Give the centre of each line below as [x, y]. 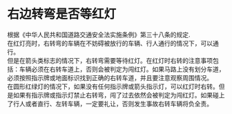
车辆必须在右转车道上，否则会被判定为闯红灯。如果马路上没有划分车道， [122, 69]
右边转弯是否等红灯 [62, 14]
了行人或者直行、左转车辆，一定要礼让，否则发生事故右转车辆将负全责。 [110, 104]
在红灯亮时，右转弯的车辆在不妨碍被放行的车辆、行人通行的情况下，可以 [110, 43]
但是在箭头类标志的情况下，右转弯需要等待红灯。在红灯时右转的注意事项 [110, 60]
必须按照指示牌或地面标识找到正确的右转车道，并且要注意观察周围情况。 [110, 77]
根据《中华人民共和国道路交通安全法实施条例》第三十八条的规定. [99, 35]
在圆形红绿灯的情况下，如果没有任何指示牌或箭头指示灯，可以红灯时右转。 [113, 86]
